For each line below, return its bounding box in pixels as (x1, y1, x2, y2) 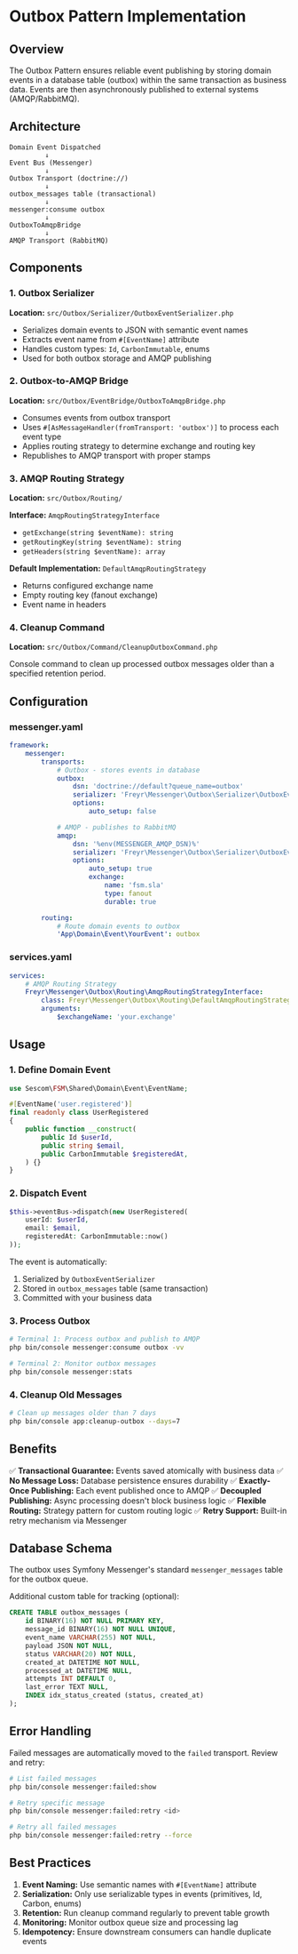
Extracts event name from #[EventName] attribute (21, 333, 200, 344)
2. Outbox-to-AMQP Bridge (9, 375, 129, 388)
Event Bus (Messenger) (9, 158, 93, 167)
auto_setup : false (88, 807, 157, 816)
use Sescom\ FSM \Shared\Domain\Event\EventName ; (9, 1084, 189, 1093)
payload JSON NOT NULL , (25, 1641, 114, 1650)
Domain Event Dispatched (9, 142, 101, 152)
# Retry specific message (9, 1798, 105, 1807)
